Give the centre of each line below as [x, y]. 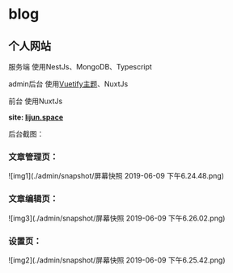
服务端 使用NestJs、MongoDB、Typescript [80, 67]
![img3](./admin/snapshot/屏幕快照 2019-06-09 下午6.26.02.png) [117, 218]
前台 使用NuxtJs [36, 101]
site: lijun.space [36, 117]
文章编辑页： [34, 199]
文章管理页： [34, 157]
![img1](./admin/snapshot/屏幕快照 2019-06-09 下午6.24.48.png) [116, 176]
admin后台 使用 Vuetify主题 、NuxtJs [68, 84]
